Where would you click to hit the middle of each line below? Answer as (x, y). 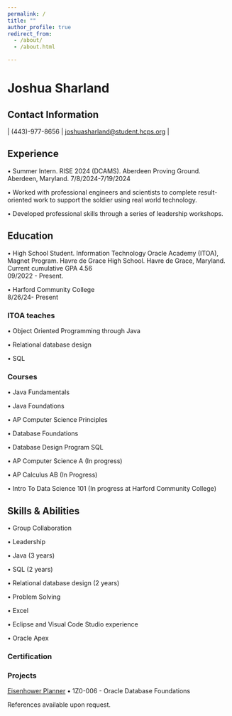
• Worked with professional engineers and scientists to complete (102, 192)
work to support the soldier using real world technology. (115, 200)
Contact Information (53, 114)
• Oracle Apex (28, 638)
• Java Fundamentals (38, 392)
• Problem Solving (34, 597)
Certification (30, 656)
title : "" (22, 21)
